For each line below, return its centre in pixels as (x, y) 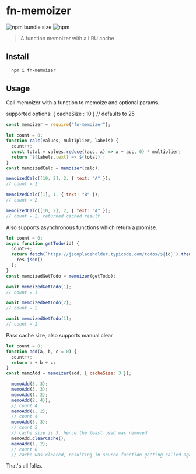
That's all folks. (24, 466)
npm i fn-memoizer (34, 70)
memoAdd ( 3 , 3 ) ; (30, 390)
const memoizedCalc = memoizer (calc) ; (53, 168)
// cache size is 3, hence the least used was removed (79, 433)
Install (17, 57)
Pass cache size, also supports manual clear (60, 335)
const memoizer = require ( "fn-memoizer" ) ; (58, 125)
